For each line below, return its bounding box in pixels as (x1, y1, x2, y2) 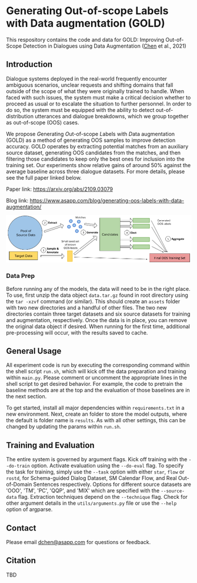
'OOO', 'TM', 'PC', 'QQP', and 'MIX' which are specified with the (6, 487, 160, 494)
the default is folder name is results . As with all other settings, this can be (6, 417, 186, 424)
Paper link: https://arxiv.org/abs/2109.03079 (6, 185, 113, 193)
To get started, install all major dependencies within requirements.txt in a (6, 405, 185, 412)
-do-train (6, 463, 31, 469)
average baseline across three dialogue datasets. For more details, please (6, 168, 185, 175)
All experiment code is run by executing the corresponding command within (6, 362, 190, 369)
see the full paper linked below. (6, 174, 82, 181)
